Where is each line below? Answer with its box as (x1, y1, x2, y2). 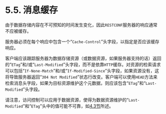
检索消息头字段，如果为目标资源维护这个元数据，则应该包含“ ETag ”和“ (5, 80, 146, 86)
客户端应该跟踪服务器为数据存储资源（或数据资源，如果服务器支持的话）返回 (5, 55, 162, 61)
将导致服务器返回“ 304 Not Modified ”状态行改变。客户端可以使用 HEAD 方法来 (5, 74, 158, 80)
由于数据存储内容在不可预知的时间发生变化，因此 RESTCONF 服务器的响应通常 (5, 22, 158, 28)
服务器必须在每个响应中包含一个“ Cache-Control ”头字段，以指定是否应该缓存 (5, 38, 160, 45)
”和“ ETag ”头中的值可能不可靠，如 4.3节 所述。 (23, 103, 114, 109)
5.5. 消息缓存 (5, 4, 58, 16)
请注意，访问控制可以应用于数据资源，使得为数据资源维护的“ (5, 97, 129, 103)
